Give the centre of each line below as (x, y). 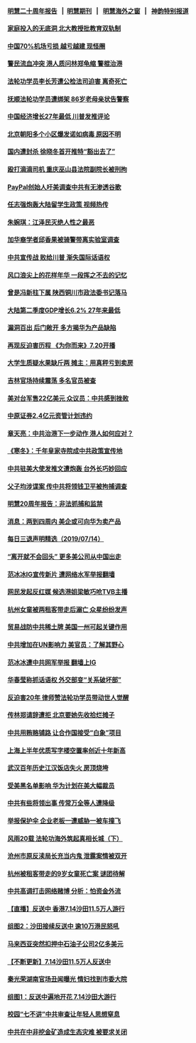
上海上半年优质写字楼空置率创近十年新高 (66, 750)
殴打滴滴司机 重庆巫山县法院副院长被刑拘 (67, 169)
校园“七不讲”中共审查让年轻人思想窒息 (64, 1015)
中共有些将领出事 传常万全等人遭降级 (61, 803)
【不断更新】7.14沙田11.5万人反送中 (59, 961)
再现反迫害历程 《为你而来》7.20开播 (61, 345)
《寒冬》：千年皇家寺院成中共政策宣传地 (65, 451)
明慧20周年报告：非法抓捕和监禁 (55, 504)
